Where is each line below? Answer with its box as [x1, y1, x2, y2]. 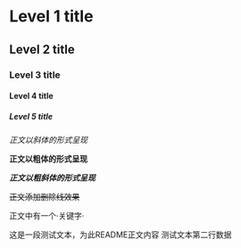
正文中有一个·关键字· [9, 211, 85, 221]
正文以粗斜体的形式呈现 [9, 172, 96, 184]
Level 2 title [9, 42, 75, 57]
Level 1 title [9, 6, 94, 27]
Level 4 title [9, 91, 54, 102]
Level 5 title [9, 111, 54, 121]
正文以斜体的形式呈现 [9, 135, 87, 145]
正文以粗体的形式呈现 [9, 153, 87, 164]
